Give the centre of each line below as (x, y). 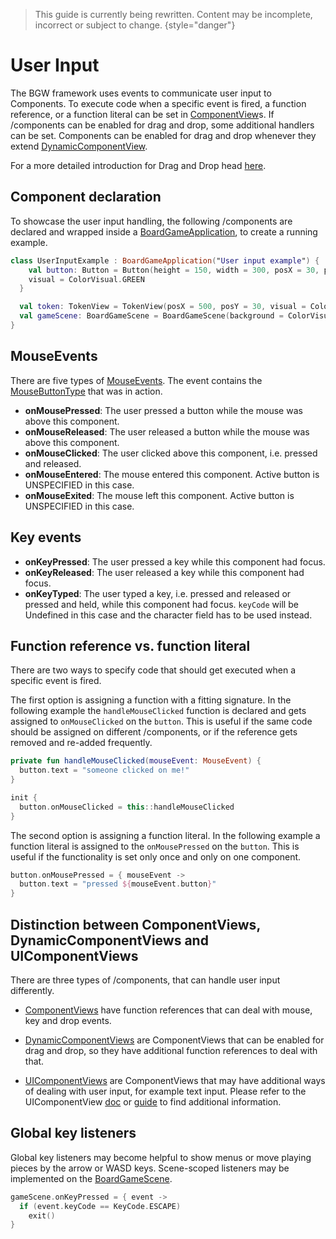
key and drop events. (68, 1020)
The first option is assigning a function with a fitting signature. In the (151, 700)
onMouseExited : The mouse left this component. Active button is (159, 495)
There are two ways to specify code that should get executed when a (153, 670)
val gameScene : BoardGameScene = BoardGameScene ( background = (151, 316)
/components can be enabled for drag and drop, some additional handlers (162, 125)
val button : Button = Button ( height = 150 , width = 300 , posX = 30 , (174, 270)
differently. (32, 990)
